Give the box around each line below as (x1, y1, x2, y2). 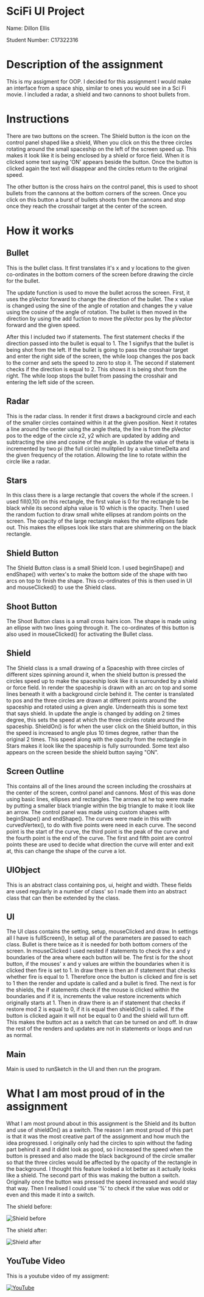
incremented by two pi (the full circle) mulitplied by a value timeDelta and (6, 445, 190, 452)
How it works (6, 224, 74, 237)
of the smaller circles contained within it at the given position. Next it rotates (6, 419, 197, 426)
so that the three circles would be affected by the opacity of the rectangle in (6, 1159, 197, 1166)
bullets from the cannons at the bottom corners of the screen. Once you (6, 189, 187, 196)
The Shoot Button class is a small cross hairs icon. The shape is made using (6, 618, 197, 625)
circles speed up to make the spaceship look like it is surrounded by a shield (6, 677, 198, 684)
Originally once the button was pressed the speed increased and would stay (6, 1178, 197, 1185)
